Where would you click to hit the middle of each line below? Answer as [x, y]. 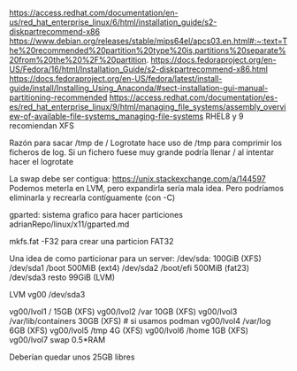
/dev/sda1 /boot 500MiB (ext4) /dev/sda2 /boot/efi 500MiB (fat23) [129, 268]
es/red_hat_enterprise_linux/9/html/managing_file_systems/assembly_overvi [148, 107]
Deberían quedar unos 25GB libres [72, 357]
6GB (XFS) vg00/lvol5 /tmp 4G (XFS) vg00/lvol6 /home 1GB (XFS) [129, 330]
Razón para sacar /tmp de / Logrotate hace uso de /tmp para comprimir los [146, 143]
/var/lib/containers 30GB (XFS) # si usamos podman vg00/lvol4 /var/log [140, 321]
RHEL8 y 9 [225, 116]
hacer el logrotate [41, 162]
